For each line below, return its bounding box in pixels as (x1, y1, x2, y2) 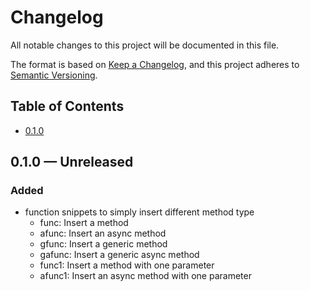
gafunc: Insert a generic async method (39, 249, 200, 261)
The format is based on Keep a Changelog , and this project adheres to (10, 58, 300, 70)
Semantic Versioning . (10, 69, 98, 81)
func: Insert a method (39, 217, 129, 229)
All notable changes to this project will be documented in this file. (10, 39, 280, 51)
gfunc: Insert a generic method (39, 238, 168, 250)
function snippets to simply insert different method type (24, 206, 255, 218)
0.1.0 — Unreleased (10, 154, 134, 171)
